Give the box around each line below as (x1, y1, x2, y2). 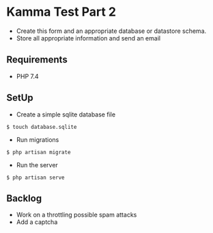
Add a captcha (16, 218, 58, 226)
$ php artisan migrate (6, 149, 71, 156)
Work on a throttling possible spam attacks (16, 210, 137, 219)
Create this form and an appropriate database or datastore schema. (16, 27, 207, 35)
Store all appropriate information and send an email (16, 34, 161, 42)
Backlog (6, 193, 42, 204)
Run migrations (16, 135, 59, 144)
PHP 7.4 (16, 72, 39, 80)
